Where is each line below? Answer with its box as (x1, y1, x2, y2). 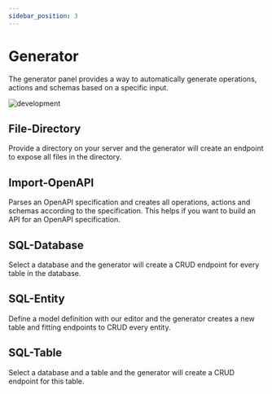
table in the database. (8, 269, 81, 278)
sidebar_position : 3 (8, 11, 79, 20)
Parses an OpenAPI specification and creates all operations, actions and (8, 197, 251, 208)
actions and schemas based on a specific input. (8, 82, 169, 92)
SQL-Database (8, 238, 84, 252)
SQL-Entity (8, 292, 65, 306)
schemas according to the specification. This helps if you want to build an (8, 206, 257, 216)
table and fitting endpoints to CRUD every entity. (8, 322, 171, 332)
